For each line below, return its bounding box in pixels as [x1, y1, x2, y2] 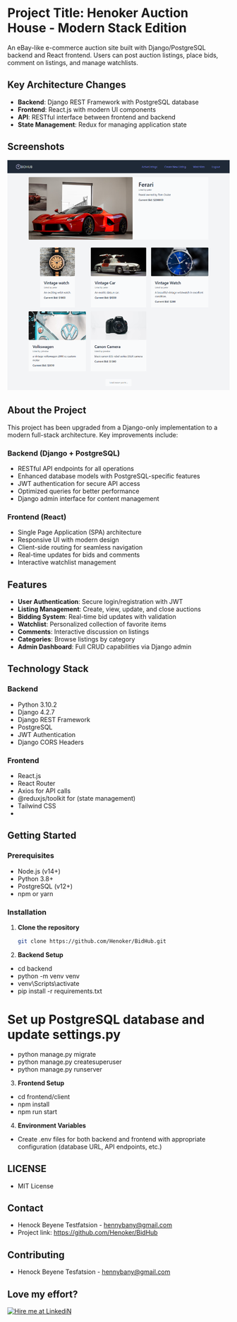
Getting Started [7, 830, 77, 842]
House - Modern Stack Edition [7, 20, 187, 36]
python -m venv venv [17, 971, 80, 980]
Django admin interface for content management [17, 494, 160, 503]
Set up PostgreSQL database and [7, 1011, 205, 1028]
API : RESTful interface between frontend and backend [17, 112, 176, 121]
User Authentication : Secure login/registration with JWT [17, 598, 183, 606]
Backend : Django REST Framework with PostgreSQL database [17, 98, 199, 106]
